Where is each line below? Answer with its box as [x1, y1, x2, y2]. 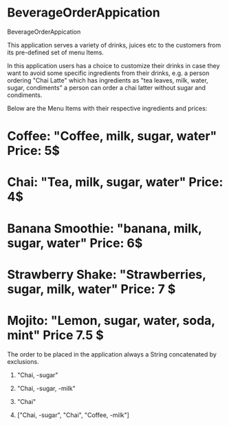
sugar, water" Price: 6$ [7, 235, 143, 251]
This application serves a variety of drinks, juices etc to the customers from [7, 41, 221, 49]
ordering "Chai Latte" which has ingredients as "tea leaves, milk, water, [7, 76, 208, 84]
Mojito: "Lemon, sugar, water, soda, [7, 312, 215, 328]
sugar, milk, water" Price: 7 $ [7, 281, 176, 297]
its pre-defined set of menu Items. [7, 48, 105, 56]
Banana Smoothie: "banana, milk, [7, 220, 202, 236]
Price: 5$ [7, 143, 61, 159]
